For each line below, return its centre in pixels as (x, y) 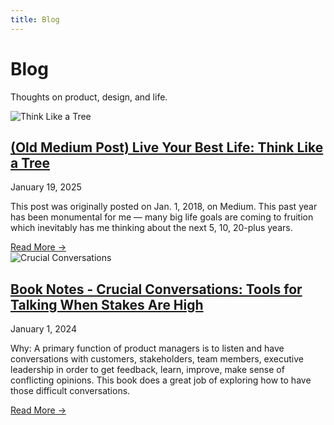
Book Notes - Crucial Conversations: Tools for (156, 289)
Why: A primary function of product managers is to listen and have (147, 348)
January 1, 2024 (43, 329)
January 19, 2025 (46, 187)
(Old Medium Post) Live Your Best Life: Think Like (167, 147)
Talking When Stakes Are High (107, 304)
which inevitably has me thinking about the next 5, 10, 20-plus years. (151, 228)
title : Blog (35, 19)
